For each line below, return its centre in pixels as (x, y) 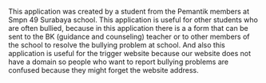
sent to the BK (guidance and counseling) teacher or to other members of (129, 36)
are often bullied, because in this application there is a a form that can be (129, 28)
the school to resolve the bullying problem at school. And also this (117, 45)
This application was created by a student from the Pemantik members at (129, 11)
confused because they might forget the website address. (103, 70)
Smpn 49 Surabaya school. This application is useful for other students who (133, 20)
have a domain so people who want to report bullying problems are (119, 62)
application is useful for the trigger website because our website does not (130, 53)
